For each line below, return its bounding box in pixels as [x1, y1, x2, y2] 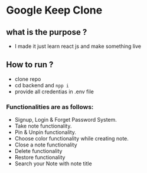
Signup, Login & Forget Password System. [14, 116, 117, 123]
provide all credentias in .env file [14, 88, 94, 95]
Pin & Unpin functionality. [14, 129, 77, 136]
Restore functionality [14, 154, 66, 161]
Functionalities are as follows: [6, 103, 94, 111]
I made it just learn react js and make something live [14, 43, 142, 50]
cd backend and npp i [14, 81, 69, 89]
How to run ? [6, 60, 54, 70]
